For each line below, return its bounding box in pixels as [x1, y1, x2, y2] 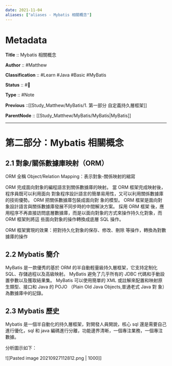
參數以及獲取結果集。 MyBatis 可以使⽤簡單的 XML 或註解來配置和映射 [9, 277, 158, 284]
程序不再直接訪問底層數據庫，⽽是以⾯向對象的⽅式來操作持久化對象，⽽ [9, 210, 162, 216]
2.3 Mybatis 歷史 [5, 307, 60, 315]
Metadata [5, 34, 47, 46]
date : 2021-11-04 [5, 7, 42, 13]
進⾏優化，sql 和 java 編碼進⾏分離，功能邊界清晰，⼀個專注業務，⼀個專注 [5, 328, 163, 334]
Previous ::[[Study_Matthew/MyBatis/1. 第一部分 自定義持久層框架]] [5, 102, 147, 109]
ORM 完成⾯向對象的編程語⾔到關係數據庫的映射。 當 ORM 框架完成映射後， [5, 184, 166, 190]
